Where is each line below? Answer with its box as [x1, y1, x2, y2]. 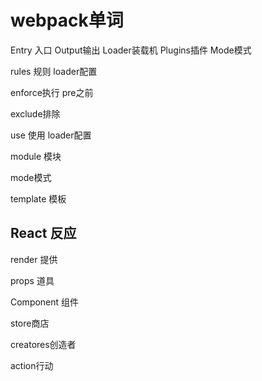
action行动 [10, 359, 54, 371]
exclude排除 [10, 107, 61, 120]
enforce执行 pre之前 [10, 86, 94, 98]
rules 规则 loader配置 [10, 65, 98, 77]
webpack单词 [10, 9, 124, 32]
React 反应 [10, 225, 77, 242]
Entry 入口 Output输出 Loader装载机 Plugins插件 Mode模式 [10, 44, 252, 56]
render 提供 [10, 253, 58, 265]
